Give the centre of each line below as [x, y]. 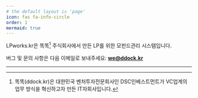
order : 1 [17, 22]
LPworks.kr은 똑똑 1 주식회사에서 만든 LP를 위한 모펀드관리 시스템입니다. [89, 45]
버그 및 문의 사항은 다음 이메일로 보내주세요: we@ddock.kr [75, 58]
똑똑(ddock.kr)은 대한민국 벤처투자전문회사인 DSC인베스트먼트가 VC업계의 [101, 81]
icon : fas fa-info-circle [38, 17]
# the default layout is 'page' [46, 11]
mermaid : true [24, 28]
